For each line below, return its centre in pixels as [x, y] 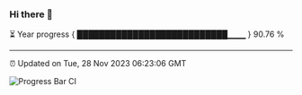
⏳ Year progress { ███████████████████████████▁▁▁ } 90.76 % [147, 34]
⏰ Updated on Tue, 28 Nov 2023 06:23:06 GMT [98, 64]
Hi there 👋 [31, 14]
